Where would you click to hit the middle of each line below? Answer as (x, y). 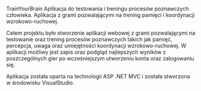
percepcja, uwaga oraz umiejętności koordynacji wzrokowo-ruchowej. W (96, 45)
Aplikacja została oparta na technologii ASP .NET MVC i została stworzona (98, 76)
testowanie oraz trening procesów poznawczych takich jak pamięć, (89, 39)
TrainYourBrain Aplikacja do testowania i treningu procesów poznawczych (97, 9)
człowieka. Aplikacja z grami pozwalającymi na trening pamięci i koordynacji (100, 15)
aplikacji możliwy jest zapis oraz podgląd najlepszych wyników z (86, 52)
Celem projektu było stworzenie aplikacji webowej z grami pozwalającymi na (101, 33)
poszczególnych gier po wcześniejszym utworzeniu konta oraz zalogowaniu (100, 58)
